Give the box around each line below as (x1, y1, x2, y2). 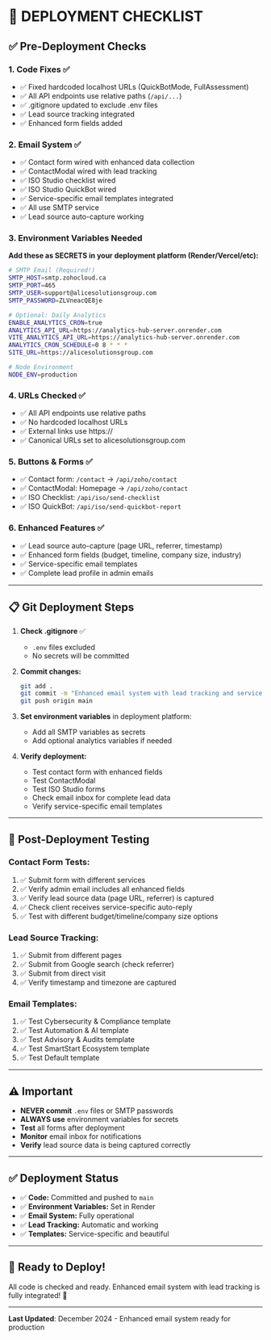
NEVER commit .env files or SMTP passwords (19, 1106, 173, 1115)
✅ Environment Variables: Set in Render (19, 1202, 156, 1212)
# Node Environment (8, 363, 74, 372)
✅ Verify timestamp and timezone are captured (19, 977, 177, 988)
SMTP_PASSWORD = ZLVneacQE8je (8, 296, 103, 305)
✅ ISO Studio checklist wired (19, 175, 116, 185)
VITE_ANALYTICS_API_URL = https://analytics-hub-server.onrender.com (8, 334, 240, 342)
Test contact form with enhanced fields (31, 767, 163, 777)
